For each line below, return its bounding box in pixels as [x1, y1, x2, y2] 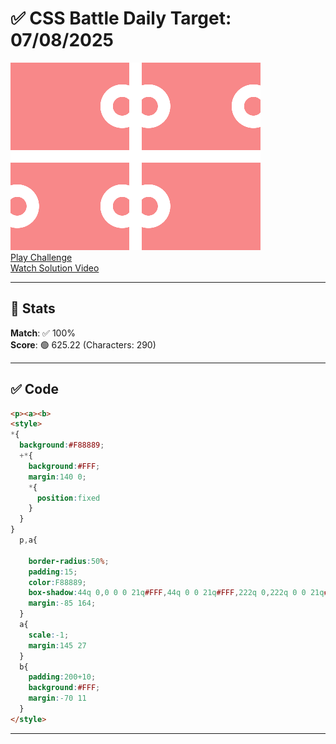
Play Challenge [10, 251, 73, 263]
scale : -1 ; [28, 630, 70, 640]
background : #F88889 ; [19, 440, 105, 451]
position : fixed [36, 493, 101, 503]
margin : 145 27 [28, 640, 87, 651]
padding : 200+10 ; [28, 672, 97, 682]
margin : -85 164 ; [28, 598, 97, 609]
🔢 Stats [10, 300, 56, 317]
